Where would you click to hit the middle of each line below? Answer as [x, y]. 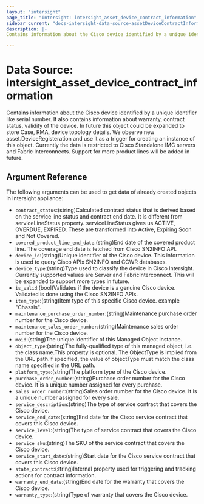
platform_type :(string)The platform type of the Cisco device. [91, 371]
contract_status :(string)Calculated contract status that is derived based [105, 210]
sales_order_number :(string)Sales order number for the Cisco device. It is [106, 391]
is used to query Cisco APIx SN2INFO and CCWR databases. [91, 262]
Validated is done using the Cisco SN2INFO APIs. [76, 294]
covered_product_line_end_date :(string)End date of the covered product [105, 242]
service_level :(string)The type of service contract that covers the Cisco [106, 430]
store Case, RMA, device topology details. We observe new [80, 132]
